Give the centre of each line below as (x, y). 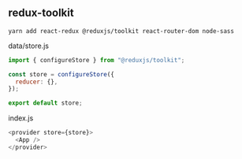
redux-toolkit (41, 13)
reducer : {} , (37, 82)
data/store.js (29, 46)
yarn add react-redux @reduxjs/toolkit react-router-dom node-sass (121, 31)
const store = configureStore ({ (61, 74)
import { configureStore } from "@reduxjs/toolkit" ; (97, 60)
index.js (21, 118)
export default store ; (45, 103)
